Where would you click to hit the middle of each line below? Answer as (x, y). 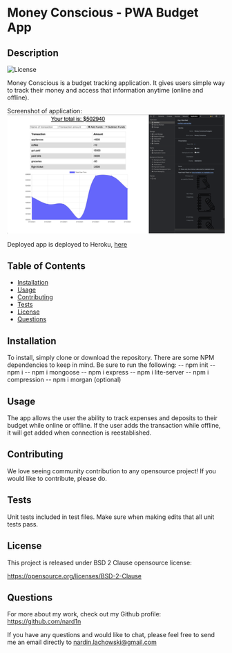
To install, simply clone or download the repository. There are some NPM (111, 358)
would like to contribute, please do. (57, 478)
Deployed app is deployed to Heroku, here (67, 244)
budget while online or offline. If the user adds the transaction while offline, (114, 426)
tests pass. (23, 524)
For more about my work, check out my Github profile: (84, 614)
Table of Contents (47, 266)
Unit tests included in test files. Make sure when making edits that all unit (111, 517)
